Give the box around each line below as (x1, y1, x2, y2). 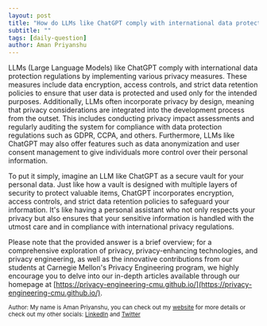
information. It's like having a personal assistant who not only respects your (8, 205, 256, 215)
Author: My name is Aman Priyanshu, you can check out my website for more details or (8, 304, 246, 312)
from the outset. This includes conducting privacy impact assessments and (8, 114, 254, 123)
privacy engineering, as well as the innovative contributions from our (8, 254, 233, 264)
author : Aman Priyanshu (8, 41, 87, 49)
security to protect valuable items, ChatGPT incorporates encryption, (8, 188, 234, 198)
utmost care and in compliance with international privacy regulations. (8, 222, 234, 231)
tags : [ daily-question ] (8, 33, 87, 42)
